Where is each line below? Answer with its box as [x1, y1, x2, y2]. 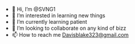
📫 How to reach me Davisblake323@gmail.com [11, 32, 129, 38]
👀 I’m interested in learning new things [11, 12, 105, 19]
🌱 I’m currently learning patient [11, 18, 88, 25]
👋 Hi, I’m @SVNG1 [11, 6, 56, 12]
